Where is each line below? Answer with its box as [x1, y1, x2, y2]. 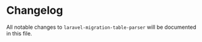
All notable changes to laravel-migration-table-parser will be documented [6, 23, 197, 31]
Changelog [6, 4, 63, 17]
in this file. [6, 29, 32, 37]
